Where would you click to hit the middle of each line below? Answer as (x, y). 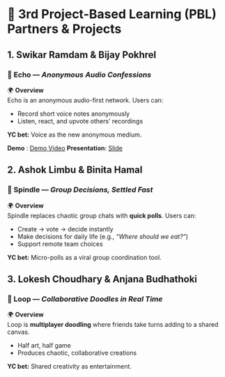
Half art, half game (44, 346)
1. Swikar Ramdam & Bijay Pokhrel (82, 55)
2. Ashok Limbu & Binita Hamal (75, 170)
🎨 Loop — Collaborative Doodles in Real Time (85, 299)
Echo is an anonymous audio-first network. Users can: (85, 100)
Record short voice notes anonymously (73, 114)
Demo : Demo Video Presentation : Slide (65, 148)
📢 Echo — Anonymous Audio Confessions (79, 75)
